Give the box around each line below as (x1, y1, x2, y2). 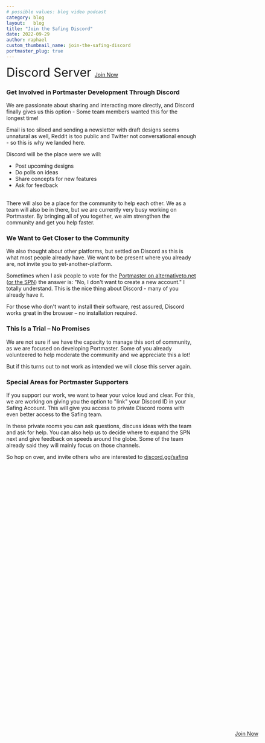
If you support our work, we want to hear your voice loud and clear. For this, (6, 391, 195, 399)
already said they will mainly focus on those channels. (6, 441, 141, 449)
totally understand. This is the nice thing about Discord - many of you (6, 285, 179, 292)
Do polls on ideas (14, 169, 59, 176)
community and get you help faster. (6, 219, 95, 226)
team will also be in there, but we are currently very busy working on (6, 206, 177, 213)
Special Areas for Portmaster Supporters (6, 378, 129, 386)
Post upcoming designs (14, 162, 74, 169)
